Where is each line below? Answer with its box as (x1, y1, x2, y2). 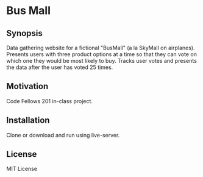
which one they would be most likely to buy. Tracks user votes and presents (6, 57, 197, 64)
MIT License (6, 165, 38, 173)
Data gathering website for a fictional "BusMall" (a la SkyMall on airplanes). (6, 44, 195, 51)
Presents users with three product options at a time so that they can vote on (6, 51, 197, 58)
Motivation (6, 81, 49, 92)
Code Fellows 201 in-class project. (6, 97, 93, 104)
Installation (6, 115, 50, 126)
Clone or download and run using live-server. (6, 131, 120, 139)
